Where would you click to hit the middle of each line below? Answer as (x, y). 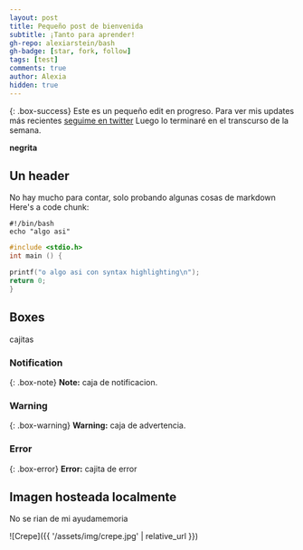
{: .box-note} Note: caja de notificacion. (84, 382)
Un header (39, 176)
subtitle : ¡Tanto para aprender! (72, 34)
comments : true (38, 69)
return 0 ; (28, 281)
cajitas (22, 339)
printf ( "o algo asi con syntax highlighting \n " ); (105, 272)
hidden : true (34, 85)
